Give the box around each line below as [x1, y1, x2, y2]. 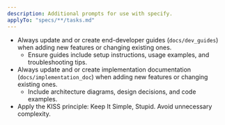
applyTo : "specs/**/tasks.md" [7, 17, 95, 24]
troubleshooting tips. [27, 58, 88, 66]
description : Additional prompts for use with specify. [7, 10, 173, 17]
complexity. [17, 109, 51, 118]
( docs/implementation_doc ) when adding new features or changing [17, 72, 208, 81]
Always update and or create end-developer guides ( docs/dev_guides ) [17, 35, 219, 44]
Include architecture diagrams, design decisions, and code [27, 87, 196, 96]
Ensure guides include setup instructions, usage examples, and [27, 50, 210, 59]
